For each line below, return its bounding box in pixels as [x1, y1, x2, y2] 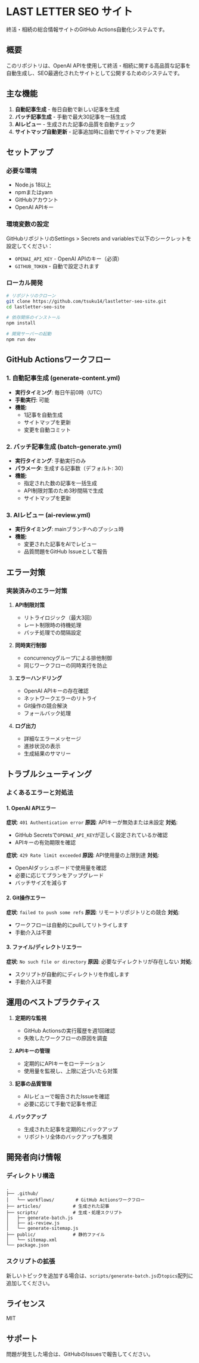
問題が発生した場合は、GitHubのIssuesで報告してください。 [6, 1350, 154, 1358]
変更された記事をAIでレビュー [23, 541, 97, 548]
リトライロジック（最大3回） [23, 614, 95, 621]
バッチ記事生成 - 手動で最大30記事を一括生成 [14, 113, 126, 120]
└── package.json [6, 1242, 49, 1248]
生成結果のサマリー [23, 750, 71, 757]
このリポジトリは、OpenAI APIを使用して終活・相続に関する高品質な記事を [6, 62, 191, 69]
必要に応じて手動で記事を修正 [23, 1100, 97, 1107]
